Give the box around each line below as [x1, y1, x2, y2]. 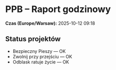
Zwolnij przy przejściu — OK [12, 53, 72, 59]
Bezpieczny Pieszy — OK [12, 48, 66, 54]
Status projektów [5, 35, 61, 43]
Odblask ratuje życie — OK [12, 59, 70, 65]
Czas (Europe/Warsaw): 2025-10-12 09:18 [5, 20, 95, 26]
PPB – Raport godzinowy [5, 4, 111, 15]
